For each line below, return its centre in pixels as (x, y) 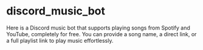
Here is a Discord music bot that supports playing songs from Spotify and (98, 28)
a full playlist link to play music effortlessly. (60, 40)
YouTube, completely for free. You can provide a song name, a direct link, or (101, 34)
